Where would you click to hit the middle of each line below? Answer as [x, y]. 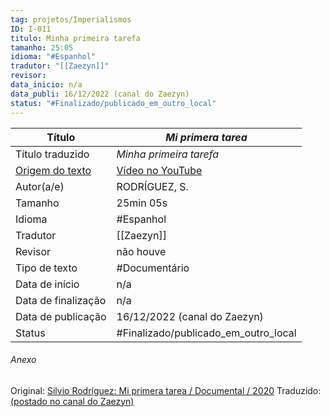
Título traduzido [52, 154]
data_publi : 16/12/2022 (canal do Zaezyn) [100, 94]
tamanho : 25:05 [42, 47]
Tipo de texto [46, 268]
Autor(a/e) [40, 186]
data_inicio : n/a [46, 85]
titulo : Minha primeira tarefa [75, 38]
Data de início [47, 284]
